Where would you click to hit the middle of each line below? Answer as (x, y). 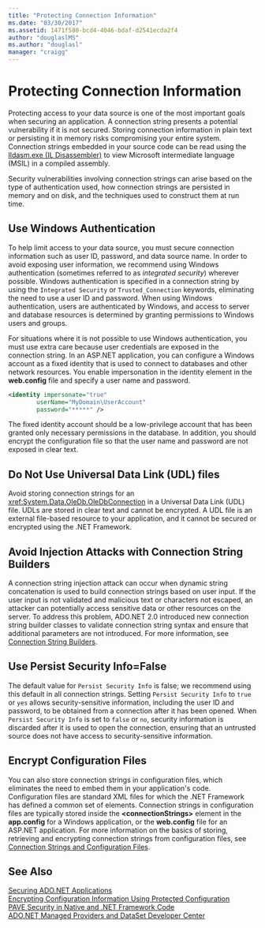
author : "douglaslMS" (44, 37)
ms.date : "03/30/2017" (45, 23)
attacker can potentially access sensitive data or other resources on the (125, 608)
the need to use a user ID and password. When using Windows (110, 297)
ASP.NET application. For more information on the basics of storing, (118, 830)
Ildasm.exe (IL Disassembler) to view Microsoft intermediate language (121, 155)
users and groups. (38, 323)
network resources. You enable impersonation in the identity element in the (130, 372)
